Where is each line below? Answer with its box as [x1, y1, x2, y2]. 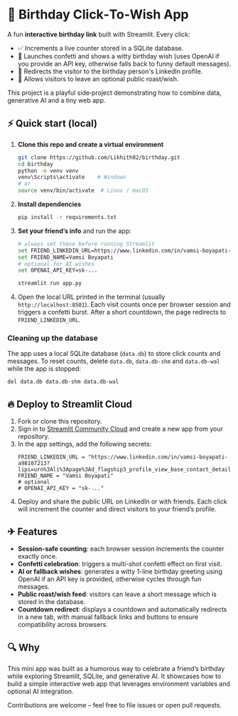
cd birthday [17, 160, 53, 168]
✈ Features [7, 526, 58, 538]
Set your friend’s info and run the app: [17, 226, 131, 235]
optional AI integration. [7, 687, 74, 695]
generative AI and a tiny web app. [7, 96, 106, 104]
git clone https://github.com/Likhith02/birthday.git [17, 153, 180, 161]
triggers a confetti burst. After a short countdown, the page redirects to [17, 308, 227, 317]
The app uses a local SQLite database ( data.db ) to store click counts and [7, 349, 221, 358]
